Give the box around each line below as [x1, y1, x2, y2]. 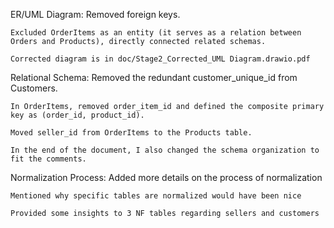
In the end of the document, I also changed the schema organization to [10, 145, 320, 155]
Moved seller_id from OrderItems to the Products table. [10, 128, 253, 138]
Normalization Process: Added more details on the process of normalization [10, 172, 323, 183]
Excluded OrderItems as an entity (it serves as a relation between [10, 28, 302, 38]
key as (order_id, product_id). [10, 110, 145, 120]
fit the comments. [10, 154, 87, 164]
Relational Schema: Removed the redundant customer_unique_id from [10, 72, 298, 83]
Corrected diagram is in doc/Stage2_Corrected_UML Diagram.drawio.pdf [10, 54, 311, 64]
